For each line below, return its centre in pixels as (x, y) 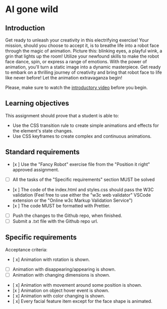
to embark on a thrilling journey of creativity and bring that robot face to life (84, 72)
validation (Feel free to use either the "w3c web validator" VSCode (82, 195)
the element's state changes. (43, 130)
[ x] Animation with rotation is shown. (51, 259)
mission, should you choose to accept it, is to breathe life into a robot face (82, 46)
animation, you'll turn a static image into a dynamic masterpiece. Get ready (83, 67)
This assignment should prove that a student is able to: (62, 115)
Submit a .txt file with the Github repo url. (55, 221)
